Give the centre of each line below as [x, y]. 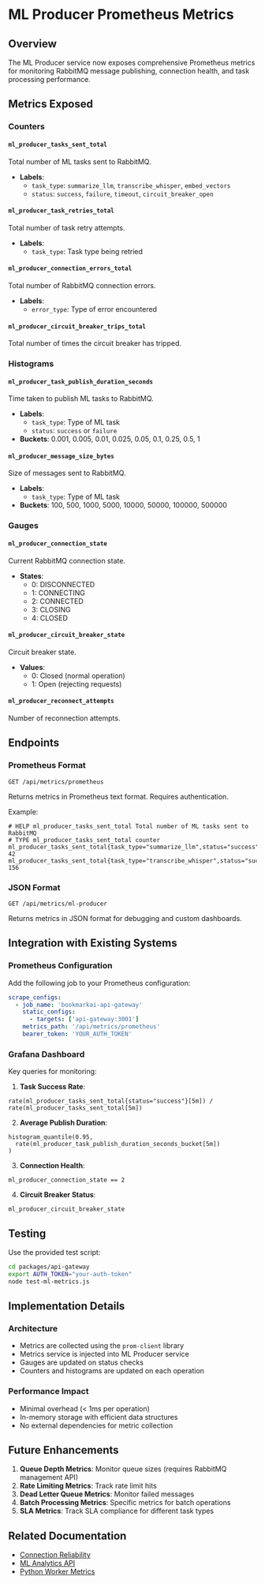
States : [32, 576]
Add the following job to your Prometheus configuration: [99, 983]
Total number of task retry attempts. [67, 227]
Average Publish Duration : [63, 1123]
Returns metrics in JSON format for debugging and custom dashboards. [125, 918]
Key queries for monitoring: [52, 1072]
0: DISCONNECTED [63, 584]
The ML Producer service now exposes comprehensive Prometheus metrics [132, 62]
